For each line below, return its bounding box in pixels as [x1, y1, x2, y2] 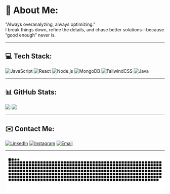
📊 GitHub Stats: [5, 88, 57, 96]
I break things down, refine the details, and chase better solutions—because [5, 26, 164, 32]
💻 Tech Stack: [5, 52, 52, 61]
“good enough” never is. [5, 32, 56, 38]
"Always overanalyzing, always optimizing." [5, 21, 96, 27]
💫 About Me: [5, 5, 59, 16]
